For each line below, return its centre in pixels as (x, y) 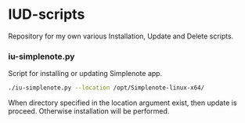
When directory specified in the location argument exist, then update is (122, 103)
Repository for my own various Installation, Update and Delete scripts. (121, 36)
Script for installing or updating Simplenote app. (85, 74)
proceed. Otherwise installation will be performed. (89, 111)
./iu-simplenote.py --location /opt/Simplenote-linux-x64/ (106, 88)
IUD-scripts (47, 14)
